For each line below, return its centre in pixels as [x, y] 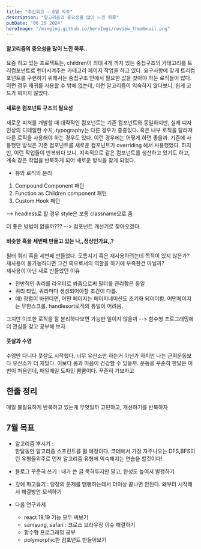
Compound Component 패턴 [49, 186]
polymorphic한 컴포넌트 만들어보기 [65, 539]
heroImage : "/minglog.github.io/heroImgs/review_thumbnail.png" [88, 29]
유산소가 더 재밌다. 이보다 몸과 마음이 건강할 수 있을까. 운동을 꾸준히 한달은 [100, 363]
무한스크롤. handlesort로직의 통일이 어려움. [72, 306]
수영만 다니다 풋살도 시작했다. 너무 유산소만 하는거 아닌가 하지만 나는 [86, 356]
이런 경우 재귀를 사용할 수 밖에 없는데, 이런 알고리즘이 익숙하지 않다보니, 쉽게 [96, 85]
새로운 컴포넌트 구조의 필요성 [40, 108]
